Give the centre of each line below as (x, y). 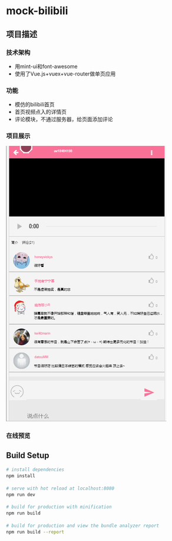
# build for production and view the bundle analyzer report (83, 526)
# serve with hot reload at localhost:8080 (60, 488)
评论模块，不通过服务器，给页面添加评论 (64, 119)
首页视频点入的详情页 (40, 112)
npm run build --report (35, 532)
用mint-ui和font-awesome (46, 66)
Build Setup (28, 455)
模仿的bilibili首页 (34, 105)
